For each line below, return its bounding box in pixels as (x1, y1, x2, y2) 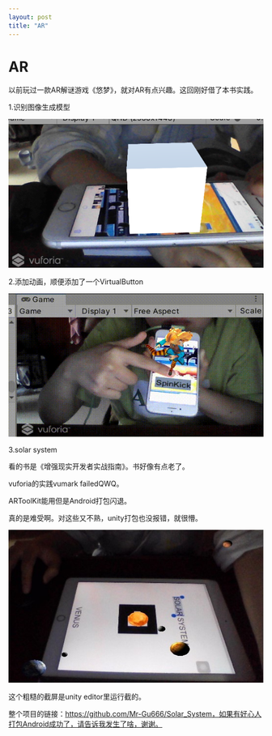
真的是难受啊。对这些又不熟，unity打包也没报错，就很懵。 (8, 513, 202, 523)
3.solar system (8, 445, 58, 455)
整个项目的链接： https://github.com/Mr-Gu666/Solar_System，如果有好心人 (8, 709, 261, 719)
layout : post (8, 13, 53, 21)
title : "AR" (8, 21, 49, 30)
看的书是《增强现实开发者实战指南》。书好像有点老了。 (8, 462, 189, 471)
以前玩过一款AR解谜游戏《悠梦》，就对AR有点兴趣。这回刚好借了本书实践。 (8, 85, 258, 95)
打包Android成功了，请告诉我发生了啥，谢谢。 (8, 719, 163, 729)
